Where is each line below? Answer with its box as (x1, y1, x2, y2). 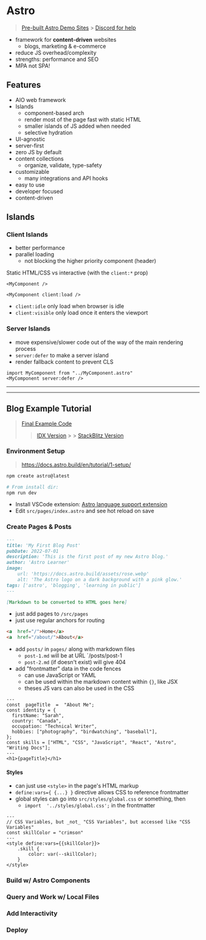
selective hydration (24, 128, 73, 136)
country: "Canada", (12, 718, 62, 724)
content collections (15, 155, 64, 162)
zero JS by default (15, 148, 62, 155)
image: (6, 565, 23, 571)
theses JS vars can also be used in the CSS (24, 684, 135, 692)
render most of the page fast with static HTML (24, 116, 142, 123)
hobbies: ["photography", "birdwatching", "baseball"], (12, 729, 158, 735)
